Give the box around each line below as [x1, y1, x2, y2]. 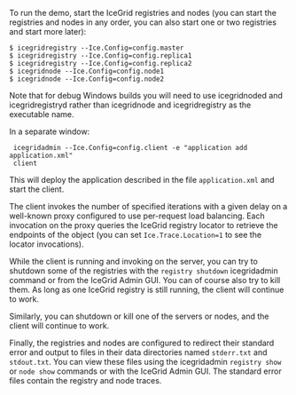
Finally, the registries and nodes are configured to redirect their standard [9, 337, 275, 348]
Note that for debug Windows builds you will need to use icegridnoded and [9, 91, 284, 100]
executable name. [9, 109, 74, 119]
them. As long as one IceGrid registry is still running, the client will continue [9, 284, 284, 295]
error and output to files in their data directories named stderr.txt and [9, 347, 268, 358]
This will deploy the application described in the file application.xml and [9, 175, 275, 185]
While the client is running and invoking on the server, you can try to [9, 257, 259, 266]
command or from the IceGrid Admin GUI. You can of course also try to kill [9, 275, 281, 285]
